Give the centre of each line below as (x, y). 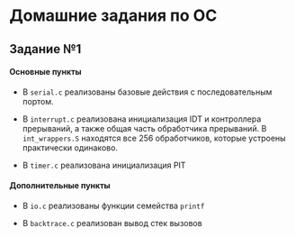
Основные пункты (46, 72)
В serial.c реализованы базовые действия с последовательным (147, 92)
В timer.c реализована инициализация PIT (104, 165)
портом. (38, 101)
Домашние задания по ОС (113, 16)
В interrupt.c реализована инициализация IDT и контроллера (142, 119)
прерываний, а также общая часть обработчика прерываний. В (144, 128)
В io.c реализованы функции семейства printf (113, 205)
